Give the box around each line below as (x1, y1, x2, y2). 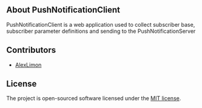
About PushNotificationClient (6, 5, 120, 15)
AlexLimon (15, 61, 42, 69)
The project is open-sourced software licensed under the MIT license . (6, 95, 181, 102)
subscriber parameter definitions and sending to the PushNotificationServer (6, 27, 196, 35)
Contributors (6, 45, 56, 55)
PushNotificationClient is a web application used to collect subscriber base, (6, 21, 195, 28)
